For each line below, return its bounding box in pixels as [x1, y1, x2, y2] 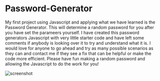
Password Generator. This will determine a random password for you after [5, 24, 154, 30]
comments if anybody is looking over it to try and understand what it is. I [5, 40, 151, 46]
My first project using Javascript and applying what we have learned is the [5, 19, 156, 25]
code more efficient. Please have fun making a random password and [5, 55, 145, 61]
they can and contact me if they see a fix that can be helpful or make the [5, 50, 152, 56]
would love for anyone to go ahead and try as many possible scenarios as [5, 45, 154, 51]
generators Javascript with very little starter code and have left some [5, 35, 144, 41]
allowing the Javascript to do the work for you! [5, 61, 99, 67]
